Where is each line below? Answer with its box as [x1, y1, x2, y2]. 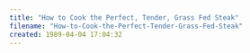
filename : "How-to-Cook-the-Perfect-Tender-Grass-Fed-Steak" [9, 22, 244, 31]
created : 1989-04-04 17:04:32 [9, 30, 123, 39]
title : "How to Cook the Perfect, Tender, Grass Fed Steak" [9, 13, 240, 22]
